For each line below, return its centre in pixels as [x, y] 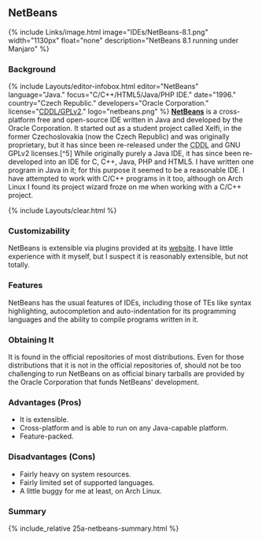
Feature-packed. [46, 436]
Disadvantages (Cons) [52, 457]
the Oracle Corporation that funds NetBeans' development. [104, 382]
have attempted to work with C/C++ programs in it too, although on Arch [126, 179]
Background [32, 69]
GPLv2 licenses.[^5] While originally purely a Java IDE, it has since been [125, 154]
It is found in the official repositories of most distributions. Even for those [126, 357]
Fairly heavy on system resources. [75, 474]
